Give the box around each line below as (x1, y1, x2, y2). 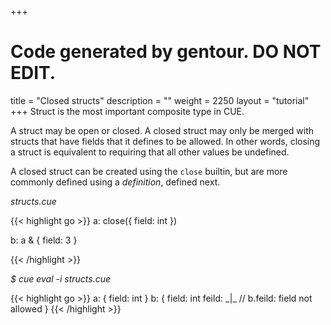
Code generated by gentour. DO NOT (10, 41, 322, 63)
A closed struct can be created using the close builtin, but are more (10, 165, 288, 177)
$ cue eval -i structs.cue (10, 272, 112, 285)
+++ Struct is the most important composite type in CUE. (10, 105, 245, 117)
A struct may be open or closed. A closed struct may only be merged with (10, 124, 315, 136)
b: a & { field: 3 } (10, 234, 78, 246)
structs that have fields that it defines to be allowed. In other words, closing (10, 135, 321, 147)
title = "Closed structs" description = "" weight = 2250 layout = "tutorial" (10, 94, 310, 106)
